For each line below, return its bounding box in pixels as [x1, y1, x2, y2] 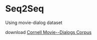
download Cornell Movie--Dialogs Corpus [5, 29, 92, 35]
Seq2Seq [5, 3, 44, 14]
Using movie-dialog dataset [5, 19, 63, 25]
